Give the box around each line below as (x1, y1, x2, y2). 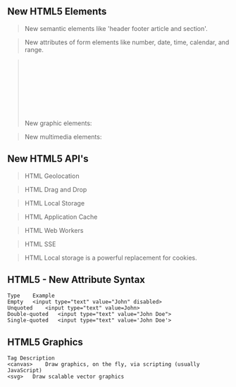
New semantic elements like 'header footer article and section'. (24, 24, 208, 32)
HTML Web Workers (24, 226, 84, 234)
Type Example (7, 292, 55, 300)
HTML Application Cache (24, 212, 98, 221)
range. (24, 45, 44, 53)
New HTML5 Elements (7, 6, 107, 18)
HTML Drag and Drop (24, 185, 87, 193)
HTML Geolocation (24, 172, 80, 180)
